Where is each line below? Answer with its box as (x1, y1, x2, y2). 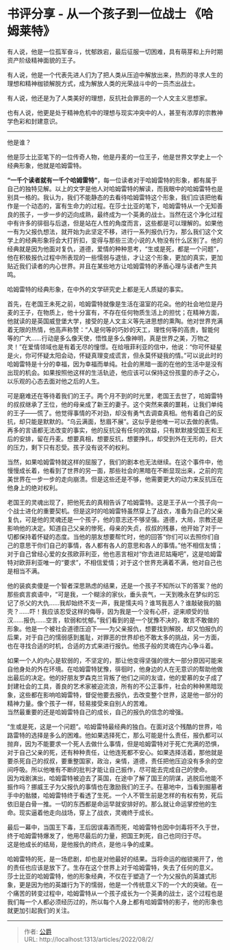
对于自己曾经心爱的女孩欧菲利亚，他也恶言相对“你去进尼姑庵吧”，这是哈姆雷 (7, 549, 222, 557)
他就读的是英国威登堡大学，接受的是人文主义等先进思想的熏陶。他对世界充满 (7, 317, 223, 325)
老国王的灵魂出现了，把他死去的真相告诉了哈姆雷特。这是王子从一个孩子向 (7, 498, 217, 506)
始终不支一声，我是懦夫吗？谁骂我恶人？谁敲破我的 (71, 599, 216, 607)
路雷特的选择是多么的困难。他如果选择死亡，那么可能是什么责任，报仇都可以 (7, 731, 223, 739)
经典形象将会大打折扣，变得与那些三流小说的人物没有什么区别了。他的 (25, 236, 223, 244)
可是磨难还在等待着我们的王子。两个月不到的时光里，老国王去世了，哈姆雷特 (7, 391, 223, 399)
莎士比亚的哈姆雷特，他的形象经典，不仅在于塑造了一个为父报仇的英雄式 (7, 872, 211, 880)
